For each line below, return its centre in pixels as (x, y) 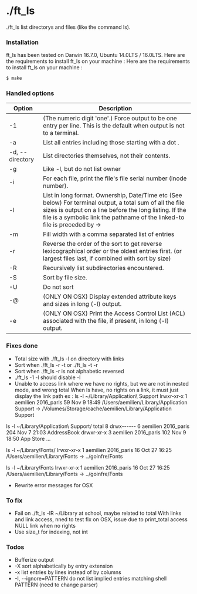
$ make (14, 78)
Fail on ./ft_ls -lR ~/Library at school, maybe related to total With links (98, 513)
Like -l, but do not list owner (82, 169)
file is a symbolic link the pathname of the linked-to (114, 217)
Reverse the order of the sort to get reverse (103, 244)
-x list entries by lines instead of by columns (68, 572)
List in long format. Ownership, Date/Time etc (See (113, 195)
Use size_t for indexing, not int (51, 532)
